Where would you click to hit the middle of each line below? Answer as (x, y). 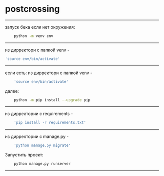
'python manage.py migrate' (42, 146)
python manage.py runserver (42, 164)
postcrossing (32, 9)
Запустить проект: (24, 155)
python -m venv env (34, 36)
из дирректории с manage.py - (37, 137)
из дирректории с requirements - (39, 114)
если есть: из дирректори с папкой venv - (49, 73)
